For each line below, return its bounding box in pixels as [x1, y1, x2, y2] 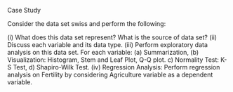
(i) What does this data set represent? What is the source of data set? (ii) [7, 33, 218, 41]
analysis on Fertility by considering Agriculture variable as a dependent [7, 70, 213, 79]
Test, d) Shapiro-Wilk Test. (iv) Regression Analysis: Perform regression [13, 63, 220, 71]
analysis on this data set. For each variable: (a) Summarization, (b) [7, 48, 199, 56]
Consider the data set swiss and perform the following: [7, 20, 166, 27]
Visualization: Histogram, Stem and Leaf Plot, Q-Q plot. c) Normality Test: [7, 55, 220, 64]
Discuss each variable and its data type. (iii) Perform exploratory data [7, 41, 208, 48]
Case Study [7, 6, 41, 14]
